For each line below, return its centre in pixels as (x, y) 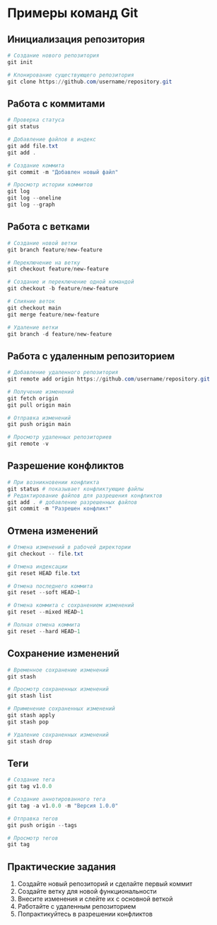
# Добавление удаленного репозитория (63, 373)
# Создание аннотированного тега (57, 799)
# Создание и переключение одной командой (71, 282)
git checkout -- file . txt (45, 554)
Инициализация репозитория (76, 39)
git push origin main (39, 425)
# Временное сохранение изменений (58, 670)
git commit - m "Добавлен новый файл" (63, 172)
